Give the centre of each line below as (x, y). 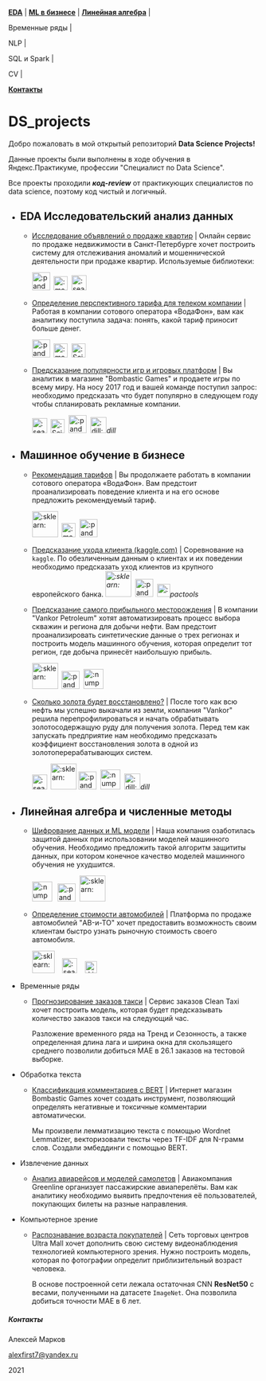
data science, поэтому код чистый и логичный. (88, 191)
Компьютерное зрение (59, 1219)
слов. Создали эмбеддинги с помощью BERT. (110, 1148)
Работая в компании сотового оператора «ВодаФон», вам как (138, 311)
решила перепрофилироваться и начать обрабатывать (125, 718)
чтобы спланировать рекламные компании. (106, 404)
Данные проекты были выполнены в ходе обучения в (100, 158)
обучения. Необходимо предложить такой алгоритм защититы (139, 847)
